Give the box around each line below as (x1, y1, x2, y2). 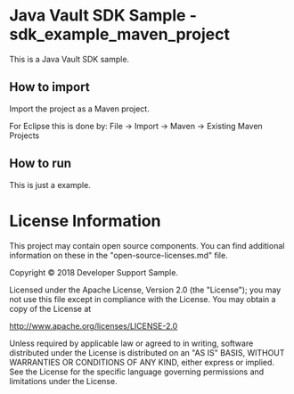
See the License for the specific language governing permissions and (9, 366, 265, 377)
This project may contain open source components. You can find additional (9, 240, 285, 250)
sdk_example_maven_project (9, 24, 230, 45)
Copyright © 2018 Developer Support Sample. (9, 267, 178, 277)
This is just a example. (9, 179, 91, 190)
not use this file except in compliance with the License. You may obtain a (9, 293, 276, 304)
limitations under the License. (9, 375, 118, 386)
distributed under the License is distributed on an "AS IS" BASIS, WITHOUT (9, 347, 285, 357)
